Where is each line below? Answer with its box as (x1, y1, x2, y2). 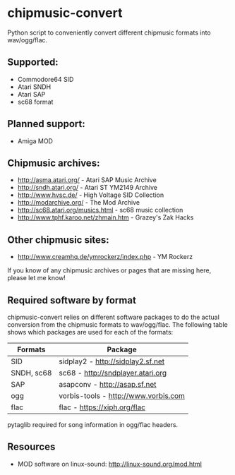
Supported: (7, 56, 59, 68)
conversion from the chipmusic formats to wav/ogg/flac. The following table (7, 320, 228, 329)
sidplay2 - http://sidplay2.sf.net (59, 356, 164, 366)
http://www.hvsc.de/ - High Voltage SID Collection (17, 191, 164, 199)
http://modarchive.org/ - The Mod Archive (17, 198, 140, 207)
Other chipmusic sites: (7, 234, 109, 246)
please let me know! (7, 274, 66, 282)
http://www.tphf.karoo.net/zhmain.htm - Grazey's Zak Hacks (17, 213, 194, 222)
